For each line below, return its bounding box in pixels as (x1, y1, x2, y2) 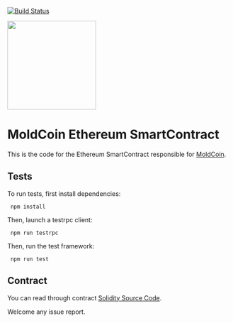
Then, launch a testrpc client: (7, 215, 93, 224)
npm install (10, 203, 46, 210)
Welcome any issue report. (7, 307, 86, 316)
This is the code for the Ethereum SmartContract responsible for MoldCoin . (7, 150, 227, 158)
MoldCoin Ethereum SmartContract (7, 126, 220, 143)
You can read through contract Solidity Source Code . (7, 293, 162, 302)
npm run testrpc (10, 229, 59, 236)
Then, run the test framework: (7, 241, 95, 250)
